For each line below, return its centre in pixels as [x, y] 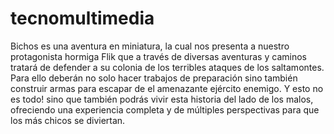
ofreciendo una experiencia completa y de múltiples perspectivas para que [165, 109]
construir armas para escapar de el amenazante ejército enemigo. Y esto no [167, 88]
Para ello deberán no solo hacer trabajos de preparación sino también [154, 78]
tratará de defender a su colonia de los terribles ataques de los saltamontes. [167, 67]
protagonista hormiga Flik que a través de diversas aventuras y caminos [158, 56]
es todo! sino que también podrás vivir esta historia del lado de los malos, [162, 99]
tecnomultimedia [82, 18]
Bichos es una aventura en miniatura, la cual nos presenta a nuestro [150, 46]
